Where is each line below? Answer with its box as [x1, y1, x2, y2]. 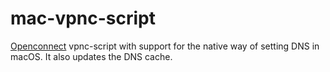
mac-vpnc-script [10, 7, 156, 30]
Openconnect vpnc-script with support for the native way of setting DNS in [10, 40, 320, 52]
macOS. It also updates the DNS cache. [10, 50, 173, 62]
